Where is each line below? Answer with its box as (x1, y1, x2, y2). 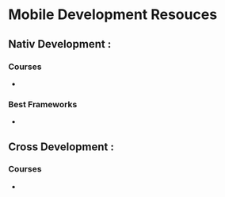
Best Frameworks (8, 98, 78, 110)
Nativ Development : (8, 37, 112, 51)
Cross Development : (8, 140, 115, 153)
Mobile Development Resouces (8, 6, 218, 24)
